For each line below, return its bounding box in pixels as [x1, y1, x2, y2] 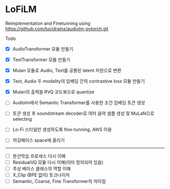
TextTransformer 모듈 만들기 [12, 57, 71, 63]
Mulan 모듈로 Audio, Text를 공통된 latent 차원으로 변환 [12, 67, 121, 74]
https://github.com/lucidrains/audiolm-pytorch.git [5, 25, 109, 31]
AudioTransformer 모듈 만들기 [12, 45, 73, 52]
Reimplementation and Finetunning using [5, 20, 91, 26]
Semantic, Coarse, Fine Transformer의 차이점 [12, 178, 106, 184]
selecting [12, 116, 32, 122]
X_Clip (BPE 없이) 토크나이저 [12, 172, 70, 178]
